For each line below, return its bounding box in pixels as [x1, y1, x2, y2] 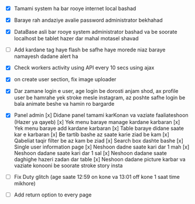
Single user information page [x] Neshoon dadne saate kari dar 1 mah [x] [13, 143, 190, 150]
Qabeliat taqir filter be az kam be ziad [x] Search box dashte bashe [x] [13, 137, 184, 144]
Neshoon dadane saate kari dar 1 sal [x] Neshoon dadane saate [13, 149, 167, 157]
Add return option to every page [13, 191, 92, 198]
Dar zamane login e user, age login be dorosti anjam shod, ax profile [13, 88, 179, 95]
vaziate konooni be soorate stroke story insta [13, 162, 123, 169]
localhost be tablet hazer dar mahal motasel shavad [13, 35, 139, 42]
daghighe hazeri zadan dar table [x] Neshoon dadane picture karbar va [13, 155, 186, 162]
